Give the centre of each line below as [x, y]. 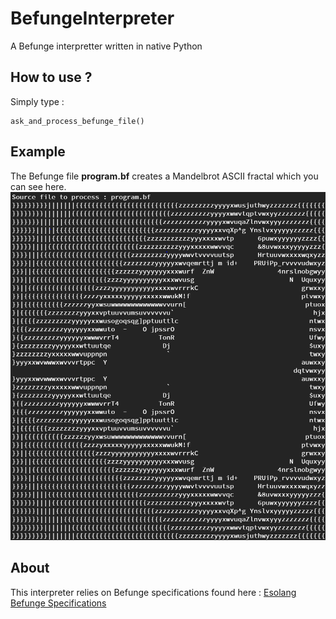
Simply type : [37, 101]
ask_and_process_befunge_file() [77, 121]
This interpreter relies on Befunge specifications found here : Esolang [153, 592]
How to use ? [51, 77]
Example [38, 152]
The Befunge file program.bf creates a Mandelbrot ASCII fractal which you [164, 176]
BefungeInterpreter [92, 18]
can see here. [38, 186]
